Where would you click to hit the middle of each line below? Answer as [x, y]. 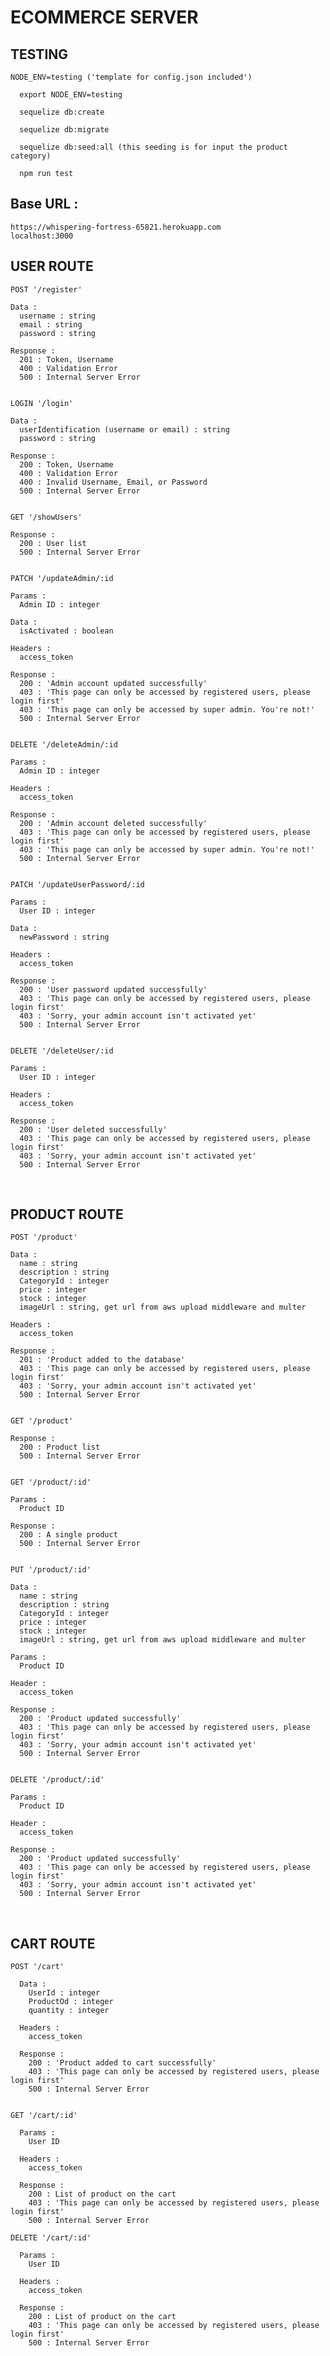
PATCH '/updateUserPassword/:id [77, 884]
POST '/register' [46, 289]
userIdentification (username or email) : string [124, 429]
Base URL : [44, 204]
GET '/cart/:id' [44, 2116]
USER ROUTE [52, 266]
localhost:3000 [42, 236]
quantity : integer [69, 2011]
